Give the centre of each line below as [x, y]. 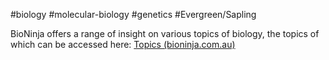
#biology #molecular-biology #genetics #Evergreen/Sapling [133, 14]
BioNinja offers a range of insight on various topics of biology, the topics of [165, 33]
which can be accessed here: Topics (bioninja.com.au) [123, 44]
